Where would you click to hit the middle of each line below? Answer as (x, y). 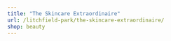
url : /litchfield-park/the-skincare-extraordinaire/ (86, 20)
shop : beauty (26, 26)
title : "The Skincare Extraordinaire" (64, 14)
